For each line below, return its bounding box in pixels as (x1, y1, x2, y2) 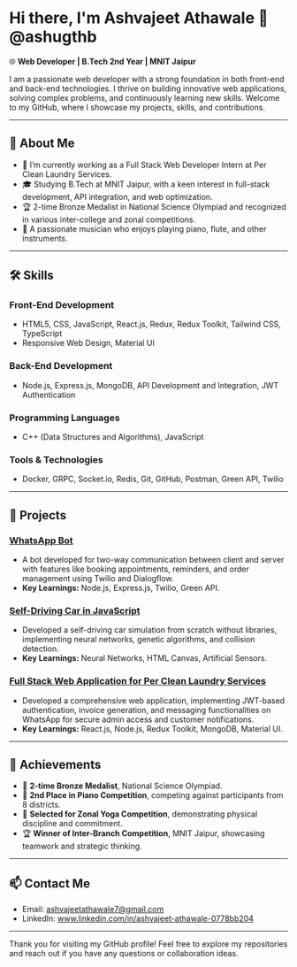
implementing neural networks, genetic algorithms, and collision (21, 634, 255, 645)
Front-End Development (9, 299, 115, 311)
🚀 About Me (9, 136, 75, 151)
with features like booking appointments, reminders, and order (21, 564, 249, 574)
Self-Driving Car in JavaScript (9, 604, 141, 617)
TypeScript (21, 328, 63, 339)
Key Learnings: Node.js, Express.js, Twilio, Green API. (21, 583, 220, 594)
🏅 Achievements (9, 757, 102, 772)
